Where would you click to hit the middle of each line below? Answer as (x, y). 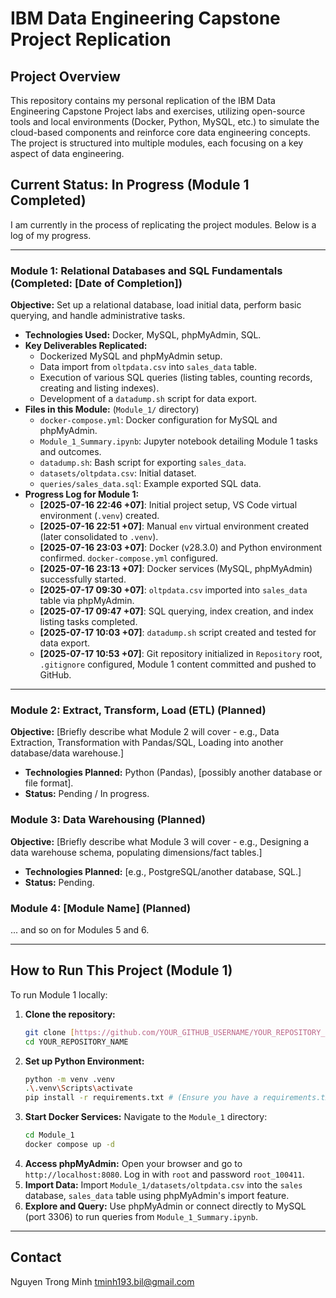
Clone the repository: (70, 1014)
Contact (36, 1257)
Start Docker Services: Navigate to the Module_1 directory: (146, 1117)
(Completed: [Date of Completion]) (96, 283)
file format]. (49, 783)
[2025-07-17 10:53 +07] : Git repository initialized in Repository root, (181, 654)
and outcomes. (70, 452)
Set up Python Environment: (84, 1061)
